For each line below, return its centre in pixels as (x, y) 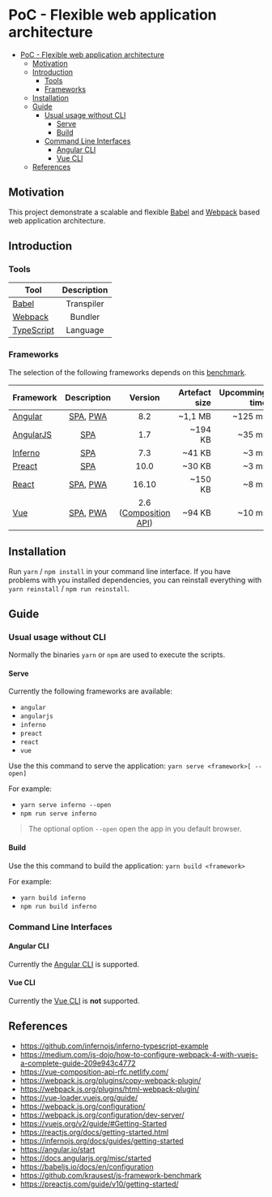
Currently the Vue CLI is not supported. (74, 1000)
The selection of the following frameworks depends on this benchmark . (127, 372)
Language (85, 331)
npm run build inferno (58, 906)
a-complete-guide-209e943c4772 (78, 1063)
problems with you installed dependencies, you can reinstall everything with (135, 580)
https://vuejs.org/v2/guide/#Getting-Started (93, 1123)
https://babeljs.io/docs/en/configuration (87, 1166)
